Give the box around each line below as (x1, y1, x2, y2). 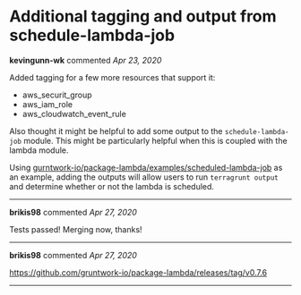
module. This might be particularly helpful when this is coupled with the (23, 135, 288, 146)
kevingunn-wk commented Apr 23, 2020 (9, 55, 162, 65)
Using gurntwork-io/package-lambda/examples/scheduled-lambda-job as (9, 162, 283, 173)
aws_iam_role (21, 98, 73, 109)
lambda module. (9, 145, 69, 156)
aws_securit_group (21, 89, 92, 100)
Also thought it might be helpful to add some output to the (9, 125, 223, 136)
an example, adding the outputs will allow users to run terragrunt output (9, 172, 279, 182)
